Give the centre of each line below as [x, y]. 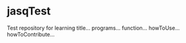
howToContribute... [31, 34]
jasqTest [29, 11]
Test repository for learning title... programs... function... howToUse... [93, 28]
